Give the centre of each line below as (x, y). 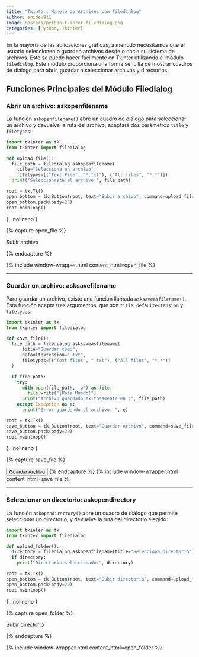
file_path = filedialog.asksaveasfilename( (66, 344)
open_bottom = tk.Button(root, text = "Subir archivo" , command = (86, 196)
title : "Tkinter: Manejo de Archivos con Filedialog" (74, 12)
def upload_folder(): (33, 546)
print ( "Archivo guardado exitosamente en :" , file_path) (94, 399)
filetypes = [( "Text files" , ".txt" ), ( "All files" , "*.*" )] (96, 361)
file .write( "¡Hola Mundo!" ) (62, 393)
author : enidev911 (29, 17)
